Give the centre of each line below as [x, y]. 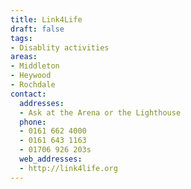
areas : [24, 57]
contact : [28, 94]
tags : [21, 38]
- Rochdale [33, 85]
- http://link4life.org [68, 168]
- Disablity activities [60, 47]
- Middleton [35, 66]
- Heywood [31, 76]
